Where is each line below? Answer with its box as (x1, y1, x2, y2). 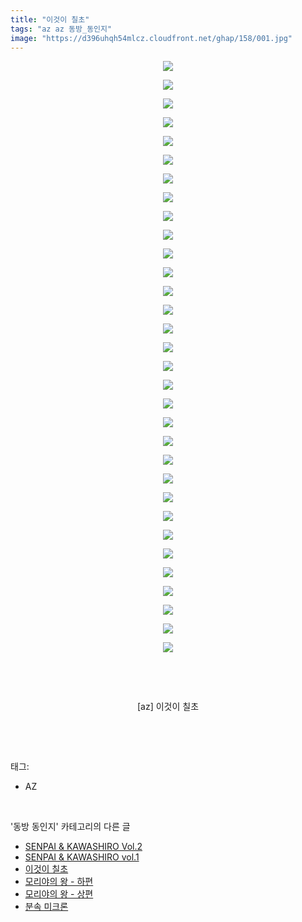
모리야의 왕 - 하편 (24, 876, 94, 888)
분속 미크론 (24, 901, 69, 913)
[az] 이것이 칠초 (136, 701, 200, 713)
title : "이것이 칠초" (10, 14, 90, 25)
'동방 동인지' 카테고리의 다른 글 (10, 821, 131, 833)
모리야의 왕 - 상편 (24, 888, 94, 900)
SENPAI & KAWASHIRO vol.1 (24, 851, 140, 863)
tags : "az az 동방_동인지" (10, 24, 113, 34)
